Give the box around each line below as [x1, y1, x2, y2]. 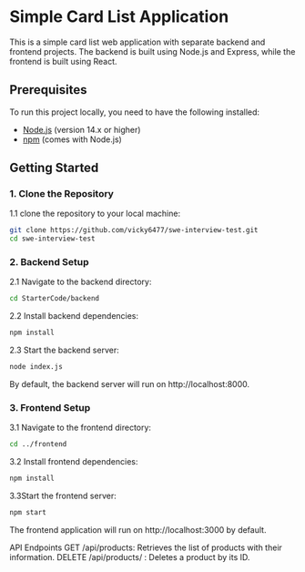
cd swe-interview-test [9, 234, 96, 243]
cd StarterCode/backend [9, 294, 100, 303]
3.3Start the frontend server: [9, 490, 117, 502]
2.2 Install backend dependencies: [9, 311, 139, 322]
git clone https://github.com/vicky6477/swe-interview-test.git [9, 226, 259, 235]
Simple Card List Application [9, 6, 229, 27]
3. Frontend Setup [9, 402, 91, 414]
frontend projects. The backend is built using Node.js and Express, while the [9, 46, 296, 56]
